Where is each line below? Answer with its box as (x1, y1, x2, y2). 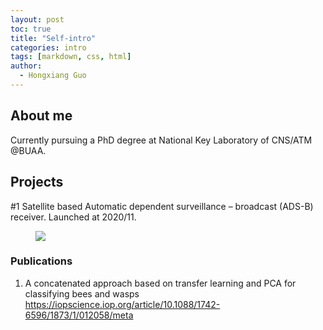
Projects (10, 174, 64, 191)
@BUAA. (10, 144, 47, 156)
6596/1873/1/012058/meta (24, 309, 134, 321)
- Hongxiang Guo (19, 71, 87, 81)
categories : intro (10, 42, 87, 53)
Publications (10, 254, 73, 268)
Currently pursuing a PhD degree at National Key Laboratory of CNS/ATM (10, 134, 313, 146)
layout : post (10, 14, 65, 25)
